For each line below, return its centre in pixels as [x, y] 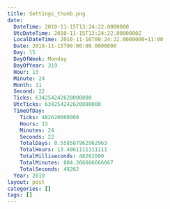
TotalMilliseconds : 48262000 [62, 156]
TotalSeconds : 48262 [49, 169]
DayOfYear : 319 [36, 65]
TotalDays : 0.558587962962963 [64, 144]
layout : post [26, 182]
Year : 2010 [29, 176]
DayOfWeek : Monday [40, 59]
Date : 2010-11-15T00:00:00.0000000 [65, 46]
